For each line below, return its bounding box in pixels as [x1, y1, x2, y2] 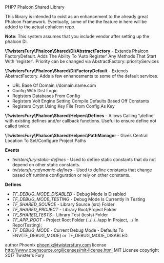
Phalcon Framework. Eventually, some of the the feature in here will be [5, 19, 147, 24]
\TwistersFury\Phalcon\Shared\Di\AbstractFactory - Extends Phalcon [5, 48, 149, 54]
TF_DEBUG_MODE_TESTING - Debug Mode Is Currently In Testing [12, 196, 145, 202]
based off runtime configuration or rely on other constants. [12, 172, 131, 178]
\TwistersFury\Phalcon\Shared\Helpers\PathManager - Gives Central [5, 133, 148, 138]
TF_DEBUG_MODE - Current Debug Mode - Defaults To [12, 227, 123, 233]
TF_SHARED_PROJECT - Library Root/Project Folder [12, 207, 117, 212]
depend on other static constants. [12, 162, 81, 167]
